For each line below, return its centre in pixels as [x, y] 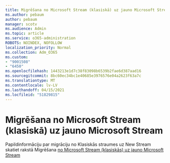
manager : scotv [21, 24]
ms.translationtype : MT [30, 80]
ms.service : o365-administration [40, 38]
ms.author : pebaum [25, 15]
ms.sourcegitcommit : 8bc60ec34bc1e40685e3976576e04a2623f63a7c [73, 76]
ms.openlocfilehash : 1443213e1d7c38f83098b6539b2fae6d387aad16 [73, 71]
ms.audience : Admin [26, 29]
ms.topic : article [25, 33]
